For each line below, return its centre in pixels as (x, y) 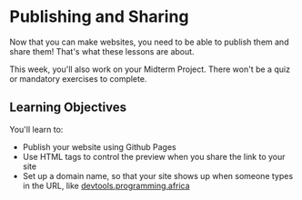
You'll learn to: (36, 129)
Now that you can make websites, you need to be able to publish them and (149, 42)
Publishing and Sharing (99, 17)
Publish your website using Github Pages (99, 146)
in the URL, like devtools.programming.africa (106, 185)
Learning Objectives (68, 108)
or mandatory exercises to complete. (78, 78)
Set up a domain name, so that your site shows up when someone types (158, 175)
